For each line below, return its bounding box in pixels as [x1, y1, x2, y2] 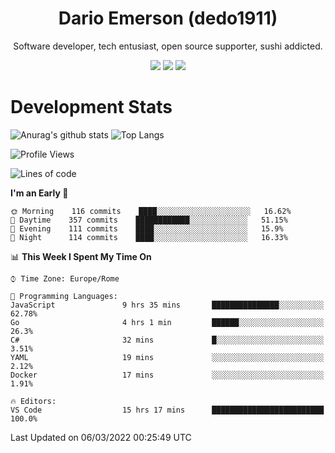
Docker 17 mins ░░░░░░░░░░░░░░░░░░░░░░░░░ [10, 370, 325, 380]
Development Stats [10, 96, 173, 119]
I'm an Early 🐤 [10, 187, 69, 199]
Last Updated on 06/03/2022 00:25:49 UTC [10, 431, 192, 443]
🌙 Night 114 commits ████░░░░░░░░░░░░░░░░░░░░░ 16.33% [10, 232, 288, 242]
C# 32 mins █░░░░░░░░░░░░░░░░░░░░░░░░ [10, 335, 325, 345]
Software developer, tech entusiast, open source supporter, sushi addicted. [13, 40, 323, 52]
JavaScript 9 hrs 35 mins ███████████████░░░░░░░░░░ [10, 300, 325, 310]
